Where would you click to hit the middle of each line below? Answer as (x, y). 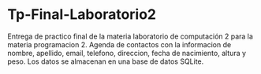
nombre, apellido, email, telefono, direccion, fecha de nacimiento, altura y (127, 53)
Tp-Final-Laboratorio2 (82, 15)
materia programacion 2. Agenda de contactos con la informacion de (119, 44)
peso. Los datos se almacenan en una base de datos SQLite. (106, 61)
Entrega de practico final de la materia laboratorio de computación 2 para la (130, 36)
